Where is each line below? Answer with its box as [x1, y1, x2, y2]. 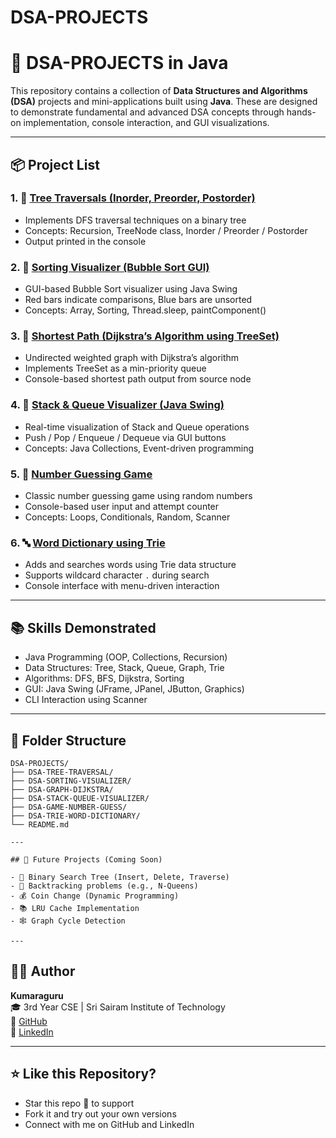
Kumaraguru [10, 989, 64, 1001]
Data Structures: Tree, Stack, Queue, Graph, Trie [24, 662, 225, 674]
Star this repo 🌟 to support [24, 1097, 135, 1109]
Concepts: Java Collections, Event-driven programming [24, 442, 255, 454]
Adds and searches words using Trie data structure [24, 559, 237, 571]
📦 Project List [10, 156, 100, 173]
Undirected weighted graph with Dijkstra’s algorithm [24, 352, 240, 364]
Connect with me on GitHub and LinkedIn [24, 1118, 195, 1130]
